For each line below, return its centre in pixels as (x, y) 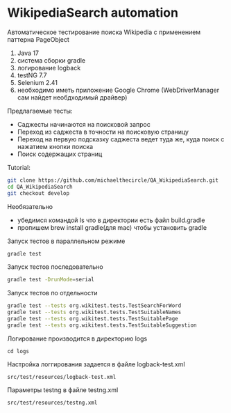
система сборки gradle (51, 60)
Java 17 (28, 53)
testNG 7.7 (32, 75)
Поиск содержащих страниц (60, 154)
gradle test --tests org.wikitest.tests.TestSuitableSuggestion (102, 325)
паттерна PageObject (38, 39)
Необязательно (30, 206)
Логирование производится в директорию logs (77, 338)
